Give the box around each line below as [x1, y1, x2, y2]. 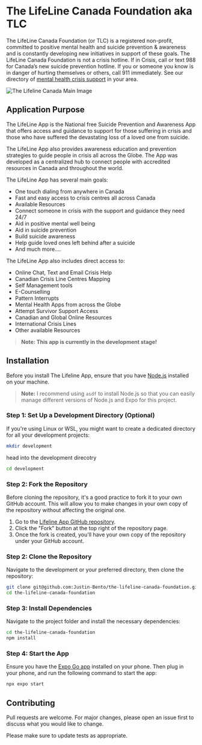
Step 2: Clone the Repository [6, 552, 92, 560]
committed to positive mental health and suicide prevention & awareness [6, 43, 186, 51]
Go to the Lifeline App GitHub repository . [14, 518, 116, 525]
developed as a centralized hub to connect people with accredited [6, 158, 170, 165]
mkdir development [6, 443, 52, 449]
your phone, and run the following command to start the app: [6, 670, 158, 677]
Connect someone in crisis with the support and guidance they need [14, 207, 185, 214]
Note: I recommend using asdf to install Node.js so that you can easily [20, 390, 195, 397]
